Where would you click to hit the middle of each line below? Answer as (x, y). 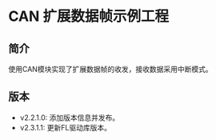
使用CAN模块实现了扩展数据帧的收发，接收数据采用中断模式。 (111, 69)
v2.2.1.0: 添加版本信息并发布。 (70, 118)
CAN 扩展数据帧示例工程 (89, 16)
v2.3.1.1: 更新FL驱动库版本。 (66, 127)
